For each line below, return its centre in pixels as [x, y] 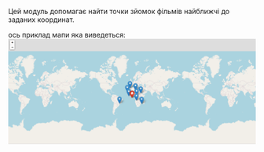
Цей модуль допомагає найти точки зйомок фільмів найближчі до [119, 11]
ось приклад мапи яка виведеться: [67, 35]
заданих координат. [41, 20]
